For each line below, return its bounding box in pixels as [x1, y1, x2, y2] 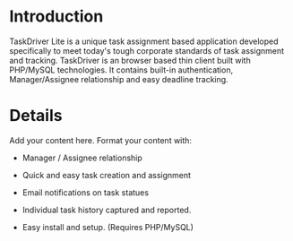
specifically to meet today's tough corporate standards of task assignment [9, 45, 285, 56]
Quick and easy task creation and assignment [22, 169, 191, 180]
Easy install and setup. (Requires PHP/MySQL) [22, 221, 194, 232]
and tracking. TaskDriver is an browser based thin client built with [9, 55, 251, 65]
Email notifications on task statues [22, 186, 150, 198]
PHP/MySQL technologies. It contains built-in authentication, [9, 65, 234, 75]
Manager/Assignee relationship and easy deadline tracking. [9, 73, 228, 84]
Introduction [9, 6, 104, 27]
